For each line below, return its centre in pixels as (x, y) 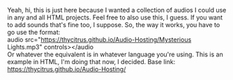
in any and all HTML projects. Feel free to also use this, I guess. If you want (115, 17)
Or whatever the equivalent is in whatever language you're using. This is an (115, 54)
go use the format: (34, 32)
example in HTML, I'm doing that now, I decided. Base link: (91, 62)
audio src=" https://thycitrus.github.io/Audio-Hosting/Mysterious (99, 40)
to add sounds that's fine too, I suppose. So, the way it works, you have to (114, 25)
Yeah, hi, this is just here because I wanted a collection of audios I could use (117, 10)
